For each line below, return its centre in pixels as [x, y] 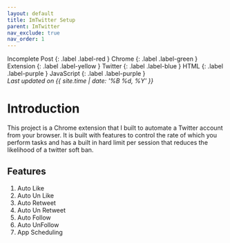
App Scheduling [40, 232]
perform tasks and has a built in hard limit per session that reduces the [108, 143]
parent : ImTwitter [33, 26]
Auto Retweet [37, 203]
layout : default [30, 13]
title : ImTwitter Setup [41, 20]
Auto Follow [34, 217]
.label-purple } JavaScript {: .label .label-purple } [76, 74]
